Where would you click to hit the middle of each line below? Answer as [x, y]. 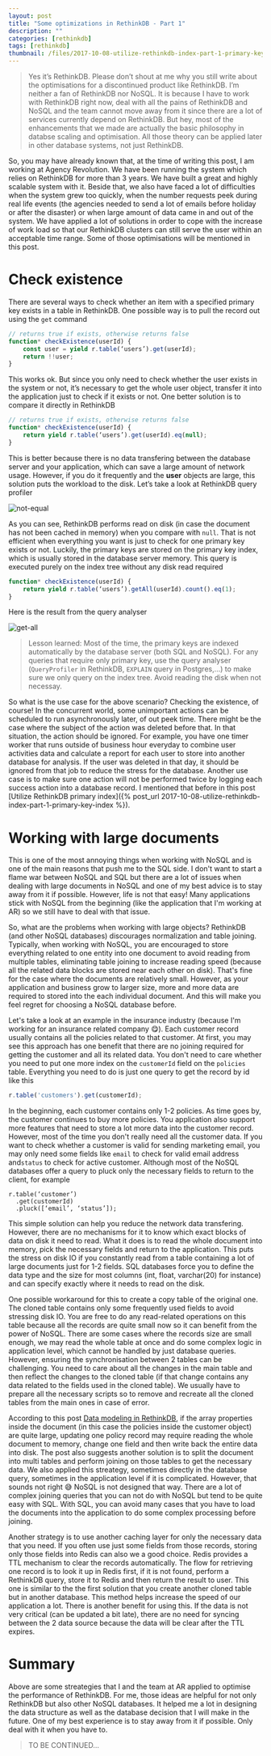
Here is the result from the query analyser [78, 612]
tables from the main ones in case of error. [79, 1403]
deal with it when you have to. [58, 1730]
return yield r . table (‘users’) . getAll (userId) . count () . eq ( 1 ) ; [129, 589]
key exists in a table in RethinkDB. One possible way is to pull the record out [134, 310]
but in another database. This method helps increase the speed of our [125, 1597]
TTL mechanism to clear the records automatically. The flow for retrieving [131, 1563]
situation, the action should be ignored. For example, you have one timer [129, 736]
